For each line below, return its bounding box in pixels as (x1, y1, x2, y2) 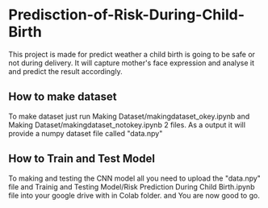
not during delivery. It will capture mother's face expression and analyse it (8, 58, 255, 68)
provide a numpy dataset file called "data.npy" (8, 128, 163, 138)
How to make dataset (8, 90, 117, 104)
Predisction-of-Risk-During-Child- (8, 6, 245, 24)
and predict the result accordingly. (8, 66, 123, 76)
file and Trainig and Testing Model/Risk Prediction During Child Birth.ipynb (8, 181, 255, 191)
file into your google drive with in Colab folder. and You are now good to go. (8, 190, 260, 200)
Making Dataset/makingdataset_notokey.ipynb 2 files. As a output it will (8, 119, 246, 130)
